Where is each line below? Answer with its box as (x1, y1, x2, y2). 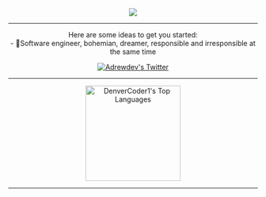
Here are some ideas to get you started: (68, 30, 198, 39)
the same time (109, 47, 157, 56)
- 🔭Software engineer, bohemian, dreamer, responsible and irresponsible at (10, 39, 256, 48)
